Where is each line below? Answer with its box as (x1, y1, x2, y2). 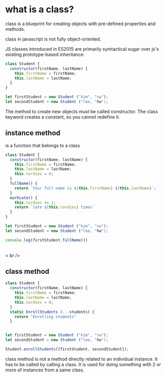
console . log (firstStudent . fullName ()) (5, 237, 88, 243)
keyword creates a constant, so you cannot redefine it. (5, 114, 120, 120)
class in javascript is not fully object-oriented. (5, 36, 101, 42)
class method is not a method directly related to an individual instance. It (5, 355, 158, 362)
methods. (5, 26, 26, 32)
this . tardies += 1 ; (14, 200, 56, 205)
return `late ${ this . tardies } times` (14, 205, 95, 210)
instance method (5, 129, 61, 137)
